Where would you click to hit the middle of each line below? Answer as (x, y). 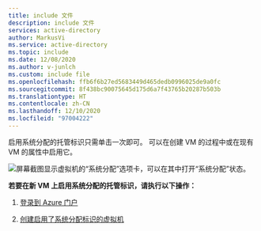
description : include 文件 (51, 23)
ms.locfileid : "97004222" (51, 119)
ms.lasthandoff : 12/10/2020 (55, 112)
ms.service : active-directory (58, 45)
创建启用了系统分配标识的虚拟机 (72, 219)
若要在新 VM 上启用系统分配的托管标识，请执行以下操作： (102, 185)
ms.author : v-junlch (42, 67)
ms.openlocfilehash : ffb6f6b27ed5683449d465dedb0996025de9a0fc (115, 81)
